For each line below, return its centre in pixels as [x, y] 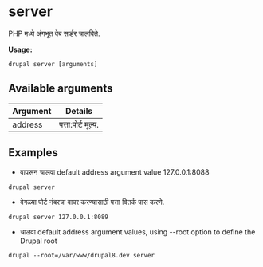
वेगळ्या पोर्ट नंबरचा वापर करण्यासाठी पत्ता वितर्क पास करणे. [92, 202]
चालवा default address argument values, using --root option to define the [137, 232]
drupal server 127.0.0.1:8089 [59, 217]
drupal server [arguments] [53, 64]
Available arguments [61, 89]
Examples [33, 153]
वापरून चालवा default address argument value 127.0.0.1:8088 [114, 172]
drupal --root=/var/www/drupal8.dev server [82, 255]
